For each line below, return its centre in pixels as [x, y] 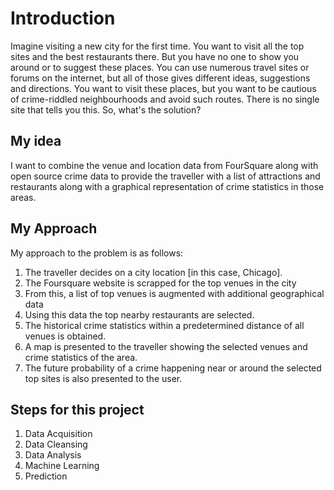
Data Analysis [53, 455]
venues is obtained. [65, 336]
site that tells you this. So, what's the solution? [106, 109]
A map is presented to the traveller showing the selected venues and [166, 346]
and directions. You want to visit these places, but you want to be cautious [163, 88]
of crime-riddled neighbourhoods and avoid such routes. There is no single [165, 99]
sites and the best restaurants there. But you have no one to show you [155, 56]
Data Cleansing [56, 444]
